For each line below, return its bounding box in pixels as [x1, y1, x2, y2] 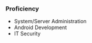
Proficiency [5, 5, 39, 13]
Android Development [13, 24, 67, 31]
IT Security [13, 30, 41, 37]
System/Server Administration [13, 18, 87, 25]
